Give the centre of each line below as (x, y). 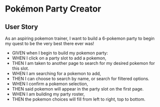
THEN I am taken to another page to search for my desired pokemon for (83, 63)
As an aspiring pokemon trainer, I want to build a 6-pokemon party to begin (80, 38)
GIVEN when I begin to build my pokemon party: (60, 53)
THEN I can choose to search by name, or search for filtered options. (81, 79)
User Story (22, 27)
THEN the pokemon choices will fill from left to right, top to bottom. (79, 99)
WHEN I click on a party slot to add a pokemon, (59, 58)
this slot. (21, 68)
